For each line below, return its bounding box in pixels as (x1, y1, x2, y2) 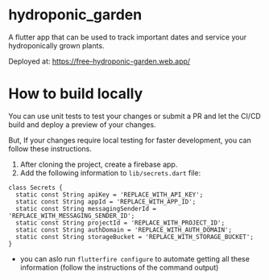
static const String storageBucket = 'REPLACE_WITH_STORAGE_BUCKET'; (15, 233, 254, 241)
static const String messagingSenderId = (15, 204, 157, 212)
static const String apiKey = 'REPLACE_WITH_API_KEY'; (15, 191, 204, 199)
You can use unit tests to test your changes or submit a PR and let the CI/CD (8, 111, 262, 121)
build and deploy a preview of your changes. (8, 119, 156, 130)
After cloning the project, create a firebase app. (19, 159, 178, 169)
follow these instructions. (8, 143, 93, 154)
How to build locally (8, 84, 143, 103)
